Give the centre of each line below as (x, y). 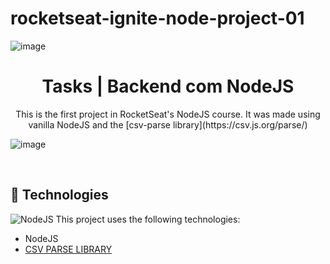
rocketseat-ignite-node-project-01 (157, 18)
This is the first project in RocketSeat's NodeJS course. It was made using (168, 114)
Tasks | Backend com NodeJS (168, 86)
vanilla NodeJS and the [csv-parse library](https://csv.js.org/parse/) (168, 124)
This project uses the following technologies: (148, 219)
